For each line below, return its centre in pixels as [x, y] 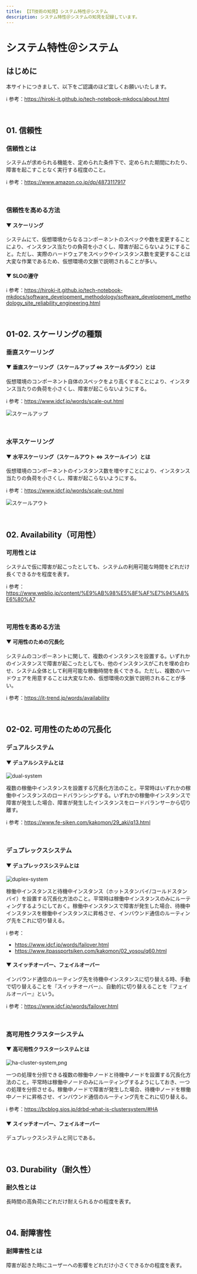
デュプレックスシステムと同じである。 [52, 1138]
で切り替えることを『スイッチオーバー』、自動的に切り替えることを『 [89, 986]
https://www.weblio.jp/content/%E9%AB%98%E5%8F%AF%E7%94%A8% [98, 593]
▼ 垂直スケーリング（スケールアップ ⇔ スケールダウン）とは [81, 367]
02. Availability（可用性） [53, 535]
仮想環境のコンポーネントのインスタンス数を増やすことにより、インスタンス [98, 471]
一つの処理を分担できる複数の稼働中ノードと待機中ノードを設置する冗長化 [96, 1074]
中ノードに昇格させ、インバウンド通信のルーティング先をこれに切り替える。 [98, 1096]
